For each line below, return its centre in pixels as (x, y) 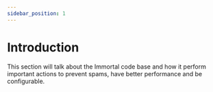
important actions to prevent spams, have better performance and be (105, 73)
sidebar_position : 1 (37, 13)
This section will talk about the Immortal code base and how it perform (107, 67)
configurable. (26, 81)
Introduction (43, 47)
